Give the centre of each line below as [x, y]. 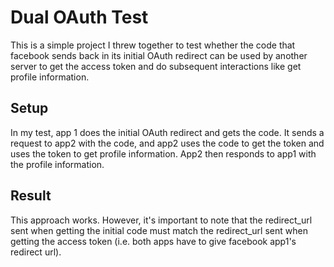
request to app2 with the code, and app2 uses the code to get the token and [167, 143]
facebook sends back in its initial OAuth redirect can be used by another [159, 55]
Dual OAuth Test [79, 17]
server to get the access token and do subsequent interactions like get [156, 66]
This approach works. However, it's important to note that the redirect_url [161, 220]
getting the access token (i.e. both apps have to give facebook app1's [153, 241]
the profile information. [57, 164]
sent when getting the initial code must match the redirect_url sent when [159, 230]
